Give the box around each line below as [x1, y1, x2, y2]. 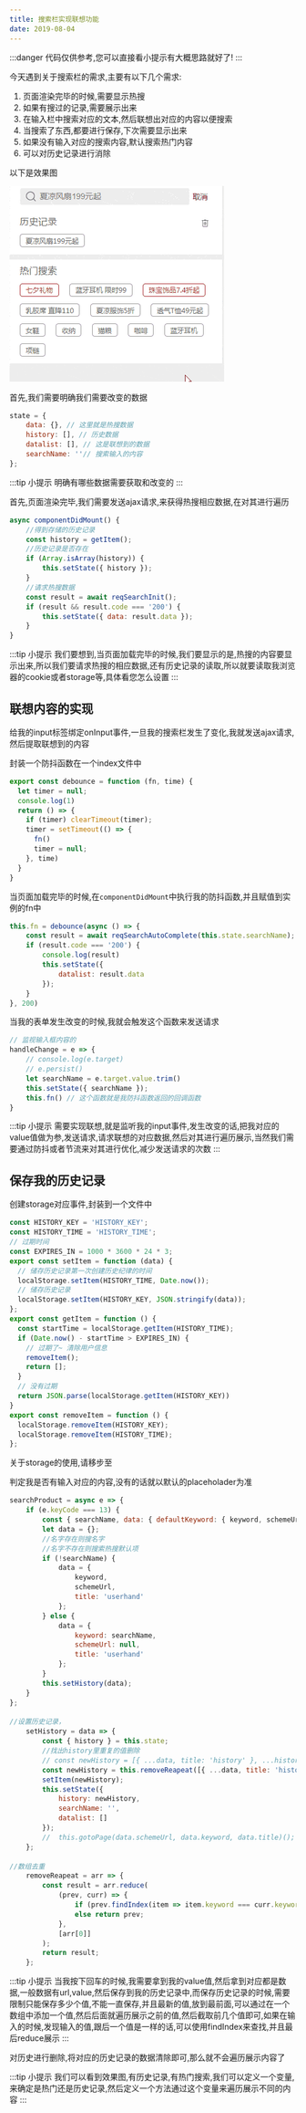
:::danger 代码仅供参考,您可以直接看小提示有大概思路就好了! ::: [9, 51, 243, 63]
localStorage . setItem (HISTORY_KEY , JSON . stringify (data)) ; [17, 1295, 247, 1304]
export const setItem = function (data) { [9, 1256, 173, 1266]
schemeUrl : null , [74, 1640, 141, 1649]
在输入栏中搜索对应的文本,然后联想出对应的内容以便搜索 [22, 113, 233, 124]
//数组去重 [9, 1862, 46, 1871]
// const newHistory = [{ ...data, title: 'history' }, [42, 1755, 259, 1765]
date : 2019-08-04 [9, 24, 76, 34]
